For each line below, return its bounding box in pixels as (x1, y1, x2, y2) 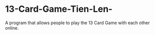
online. (5, 25, 19, 31)
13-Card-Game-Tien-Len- (5, 3, 113, 15)
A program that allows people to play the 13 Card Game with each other (5, 20, 150, 26)
